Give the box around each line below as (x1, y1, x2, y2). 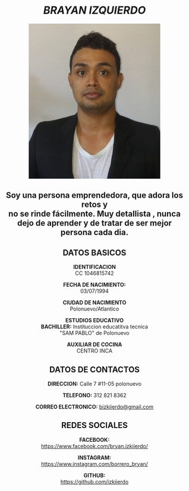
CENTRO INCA (77, 347, 112, 354)
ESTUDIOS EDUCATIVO (65, 317, 124, 324)
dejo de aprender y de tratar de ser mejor (17, 218, 172, 229)
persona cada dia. (60, 227, 129, 237)
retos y (81, 199, 108, 210)
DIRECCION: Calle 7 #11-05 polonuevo (47, 380, 142, 387)
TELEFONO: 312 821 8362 (62, 391, 127, 398)
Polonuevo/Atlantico (70, 305, 119, 312)
